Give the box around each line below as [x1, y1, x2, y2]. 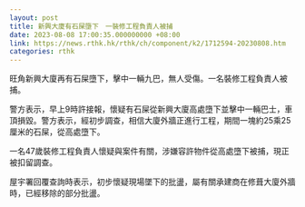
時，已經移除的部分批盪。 [9, 188, 105, 199]
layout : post [9, 13, 59, 23]
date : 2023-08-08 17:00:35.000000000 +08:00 [9, 30, 181, 39]
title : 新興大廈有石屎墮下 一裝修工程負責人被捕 [9, 22, 173, 31]
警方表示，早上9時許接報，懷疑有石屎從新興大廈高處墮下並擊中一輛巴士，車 [9, 103, 293, 114]
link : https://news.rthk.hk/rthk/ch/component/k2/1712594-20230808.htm [9, 38, 286, 48]
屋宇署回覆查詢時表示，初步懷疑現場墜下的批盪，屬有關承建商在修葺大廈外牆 [9, 176, 296, 187]
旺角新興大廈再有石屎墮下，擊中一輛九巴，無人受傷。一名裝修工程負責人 [9, 74, 280, 84]
